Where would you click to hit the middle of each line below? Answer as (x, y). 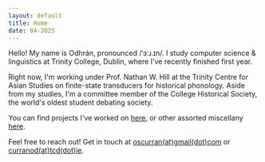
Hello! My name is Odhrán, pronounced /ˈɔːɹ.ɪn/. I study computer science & (132, 53)
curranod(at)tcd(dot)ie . (46, 150)
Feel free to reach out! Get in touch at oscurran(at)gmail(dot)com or (119, 142)
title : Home (28, 23)
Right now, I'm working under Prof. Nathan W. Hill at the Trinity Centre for (129, 77)
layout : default (35, 16)
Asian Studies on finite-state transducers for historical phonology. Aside (127, 85)
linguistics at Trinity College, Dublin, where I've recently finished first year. (131, 61)
